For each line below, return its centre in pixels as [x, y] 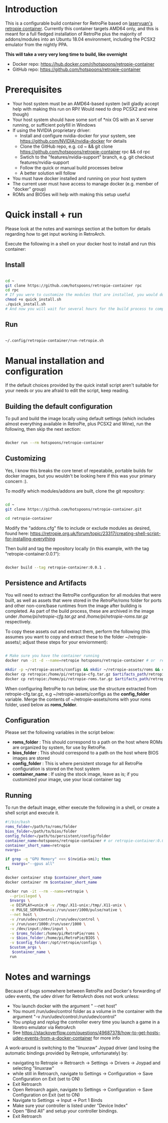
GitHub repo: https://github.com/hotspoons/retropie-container [76, 69]
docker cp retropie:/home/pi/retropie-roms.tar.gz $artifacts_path [77, 679]
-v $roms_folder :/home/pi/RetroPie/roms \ [54, 933]
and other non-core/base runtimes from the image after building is [73, 606]
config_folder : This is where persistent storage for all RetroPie [77, 764]
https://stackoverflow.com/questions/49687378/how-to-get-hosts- [91, 1033]
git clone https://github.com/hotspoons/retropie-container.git [73, 509]
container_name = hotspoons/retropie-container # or [59, 840]
